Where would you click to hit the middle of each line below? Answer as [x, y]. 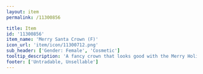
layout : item [23, 12]
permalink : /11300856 [34, 17]
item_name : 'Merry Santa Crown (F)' [52, 40]
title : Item [21, 28]
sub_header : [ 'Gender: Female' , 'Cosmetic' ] [63, 51]
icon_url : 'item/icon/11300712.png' [52, 45]
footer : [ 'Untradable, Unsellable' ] [52, 62]
